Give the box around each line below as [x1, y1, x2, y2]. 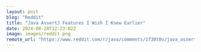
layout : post [6, 8, 39, 15]
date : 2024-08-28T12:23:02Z [6, 25, 77, 32]
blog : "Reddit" [6, 14, 44, 20]
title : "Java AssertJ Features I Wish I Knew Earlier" [6, 20, 146, 26]
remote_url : [6, 36, 36, 42]
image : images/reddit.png [6, 31, 71, 37]
